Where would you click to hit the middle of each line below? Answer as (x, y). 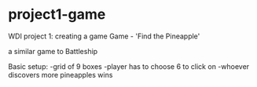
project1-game (57, 14)
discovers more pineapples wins (61, 74)
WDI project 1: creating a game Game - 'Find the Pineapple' (104, 36)
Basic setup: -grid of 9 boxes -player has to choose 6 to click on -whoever (129, 66)
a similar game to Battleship (53, 51)
